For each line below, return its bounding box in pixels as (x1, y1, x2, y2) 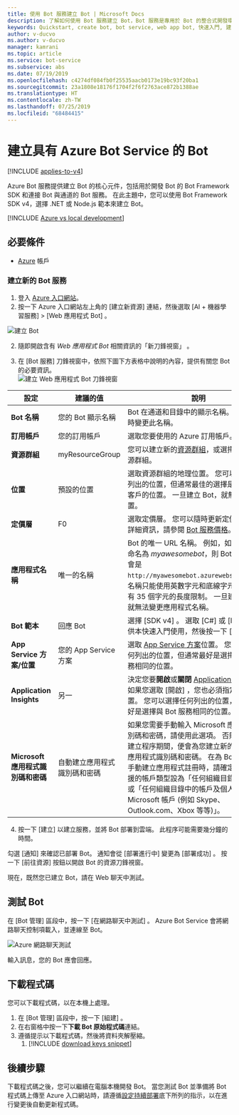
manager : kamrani (7, 43, 59, 51)
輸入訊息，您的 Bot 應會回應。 (7, 955, 96, 964)
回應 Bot (58, 621, 86, 631)
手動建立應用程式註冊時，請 (127, 762, 221, 772)
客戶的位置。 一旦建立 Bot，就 (127, 490, 229, 500)
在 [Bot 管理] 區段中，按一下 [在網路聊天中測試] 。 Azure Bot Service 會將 (7, 916, 223, 925)
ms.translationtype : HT (7, 90, 78, 97)
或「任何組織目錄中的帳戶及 (127, 783, 221, 793)
